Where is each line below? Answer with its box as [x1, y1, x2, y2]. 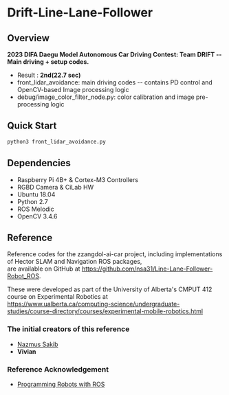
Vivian [17, 347, 36, 355]
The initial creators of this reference [7, 324, 130, 334]
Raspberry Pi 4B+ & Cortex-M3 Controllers [17, 175, 139, 183]
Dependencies [7, 157, 71, 169]
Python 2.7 [17, 197, 48, 205]
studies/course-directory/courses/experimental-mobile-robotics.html [7, 307, 204, 315]
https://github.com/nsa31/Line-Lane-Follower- [81, 264, 213, 273]
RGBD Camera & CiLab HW [17, 183, 94, 191]
